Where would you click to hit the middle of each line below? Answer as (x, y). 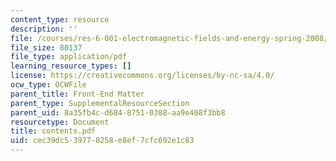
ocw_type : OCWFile (48, 85)
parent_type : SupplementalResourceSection (100, 103)
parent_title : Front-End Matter (77, 94)
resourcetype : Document (60, 122)
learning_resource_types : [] (71, 66)
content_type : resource (60, 19)
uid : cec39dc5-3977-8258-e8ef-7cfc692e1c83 (102, 141)
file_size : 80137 (46, 47)
